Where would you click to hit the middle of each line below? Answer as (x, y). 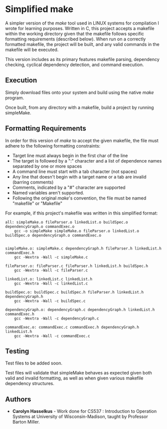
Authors (18, 399)
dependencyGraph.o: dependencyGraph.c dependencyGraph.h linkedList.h (80, 309)
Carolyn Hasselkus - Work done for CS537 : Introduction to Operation (84, 411)
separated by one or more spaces (47, 166)
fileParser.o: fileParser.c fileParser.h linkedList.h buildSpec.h (77, 266)
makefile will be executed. (32, 49)
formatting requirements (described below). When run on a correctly (76, 39)
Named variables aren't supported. (48, 192)
